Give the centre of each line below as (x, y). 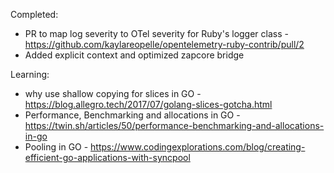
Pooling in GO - (56, 147)
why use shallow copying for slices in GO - (113, 93)
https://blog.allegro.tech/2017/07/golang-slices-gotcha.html (148, 104)
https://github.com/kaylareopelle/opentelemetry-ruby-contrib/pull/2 (164, 44)
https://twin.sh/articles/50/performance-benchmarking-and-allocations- (174, 125)
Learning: (30, 74)
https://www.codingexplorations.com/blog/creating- (198, 147)
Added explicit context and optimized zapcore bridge (134, 55)
